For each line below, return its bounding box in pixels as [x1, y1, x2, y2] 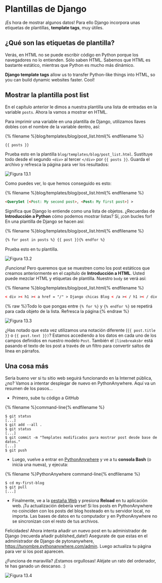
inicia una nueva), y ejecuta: [12, 462, 68, 467]
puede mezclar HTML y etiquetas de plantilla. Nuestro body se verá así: [5, 275, 146, 281]
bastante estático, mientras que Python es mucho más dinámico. [5, 62, 135, 68]
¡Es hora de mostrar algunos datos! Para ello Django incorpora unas [5, 19, 140, 25]
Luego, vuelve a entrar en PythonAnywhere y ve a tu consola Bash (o [12, 456, 151, 462]
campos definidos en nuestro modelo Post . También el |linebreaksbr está [5, 338, 153, 344]
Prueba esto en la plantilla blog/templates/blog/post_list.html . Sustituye [5, 151, 153, 157]
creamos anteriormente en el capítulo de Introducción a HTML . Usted [5, 271, 145, 276]
